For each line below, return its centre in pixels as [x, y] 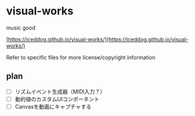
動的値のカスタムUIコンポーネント [57, 99]
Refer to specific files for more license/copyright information [81, 57]
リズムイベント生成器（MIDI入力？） [60, 91]
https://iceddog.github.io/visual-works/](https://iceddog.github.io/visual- [98, 39]
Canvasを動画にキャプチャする [53, 106]
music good [21, 28]
